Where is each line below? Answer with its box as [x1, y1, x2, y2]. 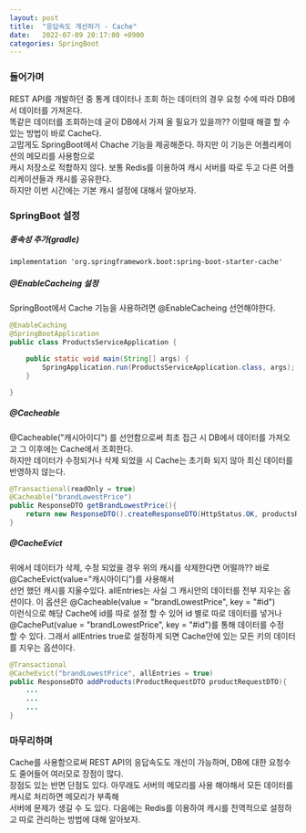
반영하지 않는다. [9, 466, 66, 477]
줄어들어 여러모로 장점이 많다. [18, 768, 125, 779]
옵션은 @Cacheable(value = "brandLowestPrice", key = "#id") [45, 596, 276, 607]
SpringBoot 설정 [9, 209, 80, 222]
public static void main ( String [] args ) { [25, 354, 189, 364]
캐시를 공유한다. [56, 173, 112, 184]
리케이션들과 [9, 173, 55, 184]
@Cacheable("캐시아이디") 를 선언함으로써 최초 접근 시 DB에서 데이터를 [9, 431, 267, 443]
